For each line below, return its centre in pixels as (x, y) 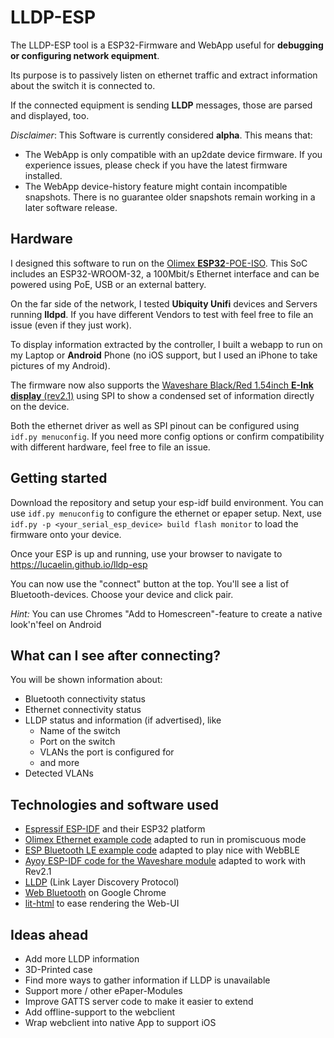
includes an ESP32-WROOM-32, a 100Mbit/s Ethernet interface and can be (165, 273)
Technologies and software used (114, 804)
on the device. (40, 406)
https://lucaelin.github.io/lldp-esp (79, 564)
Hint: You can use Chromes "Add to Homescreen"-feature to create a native (166, 613)
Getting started (59, 478)
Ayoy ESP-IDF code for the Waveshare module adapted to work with (165, 861)
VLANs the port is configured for (107, 752)
